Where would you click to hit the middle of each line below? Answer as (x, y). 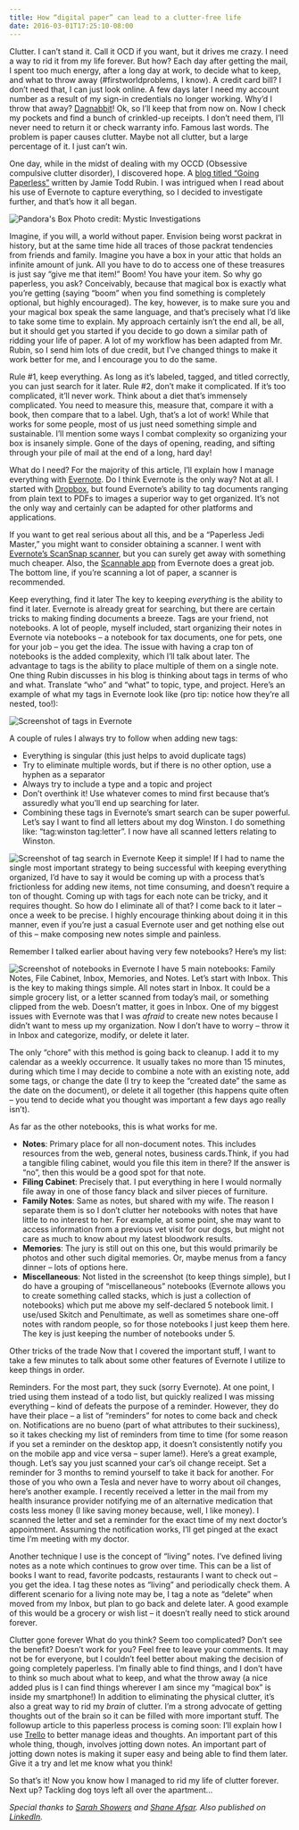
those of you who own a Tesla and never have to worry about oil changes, (145, 1482)
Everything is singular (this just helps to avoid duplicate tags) (134, 755)
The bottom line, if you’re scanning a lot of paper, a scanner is (123, 572)
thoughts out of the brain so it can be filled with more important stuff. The (144, 1716)
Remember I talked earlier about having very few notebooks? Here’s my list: (148, 951)
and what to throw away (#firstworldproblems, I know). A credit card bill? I (145, 79)
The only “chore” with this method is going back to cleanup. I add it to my (144, 1052)
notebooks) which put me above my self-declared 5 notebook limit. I (148, 1305)
